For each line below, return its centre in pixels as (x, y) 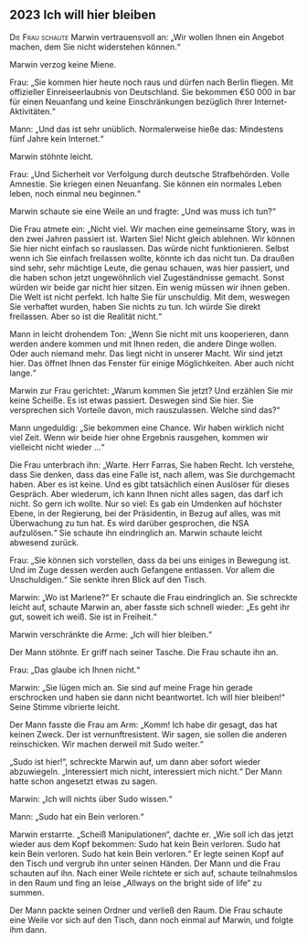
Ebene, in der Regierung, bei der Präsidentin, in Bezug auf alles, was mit (145, 513)
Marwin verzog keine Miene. (63, 64)
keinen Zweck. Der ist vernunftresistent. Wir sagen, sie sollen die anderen (148, 734)
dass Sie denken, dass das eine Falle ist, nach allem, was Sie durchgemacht (152, 474)
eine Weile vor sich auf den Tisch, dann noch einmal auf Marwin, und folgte (152, 920)
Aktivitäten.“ (33, 111)
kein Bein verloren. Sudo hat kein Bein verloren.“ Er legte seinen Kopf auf (147, 853)
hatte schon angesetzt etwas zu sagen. (84, 781)
